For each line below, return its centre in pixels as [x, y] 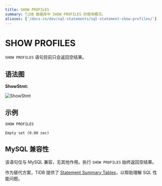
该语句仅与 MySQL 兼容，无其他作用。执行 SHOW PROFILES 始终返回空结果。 [81, 162]
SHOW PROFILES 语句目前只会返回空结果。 [46, 57]
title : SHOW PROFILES [27, 10]
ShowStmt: [17, 86]
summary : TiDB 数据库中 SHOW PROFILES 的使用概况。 [55, 14]
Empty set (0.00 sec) [27, 133]
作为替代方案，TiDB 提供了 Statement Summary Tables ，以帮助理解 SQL [78, 172]
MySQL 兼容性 [27, 149]
